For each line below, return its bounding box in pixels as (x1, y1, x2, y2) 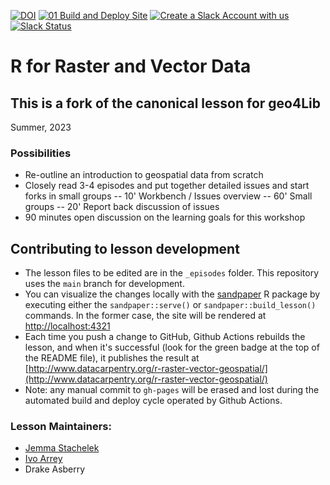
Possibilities (10, 146, 72, 160)
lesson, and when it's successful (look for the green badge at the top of (24, 341, 320, 354)
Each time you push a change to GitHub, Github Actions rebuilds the (24, 331, 306, 343)
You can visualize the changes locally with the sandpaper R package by (24, 288, 321, 300)
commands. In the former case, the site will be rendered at (24, 310, 267, 322)
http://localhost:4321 (24, 320, 111, 332)
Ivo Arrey (24, 453, 63, 465)
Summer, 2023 (10, 121, 72, 133)
